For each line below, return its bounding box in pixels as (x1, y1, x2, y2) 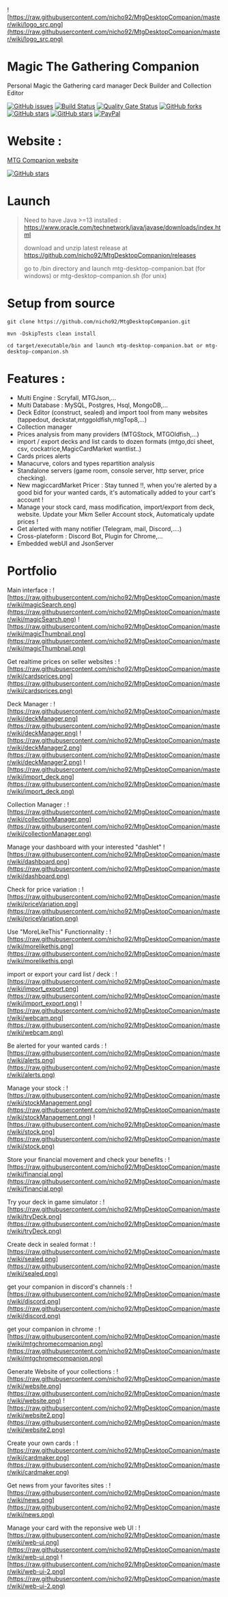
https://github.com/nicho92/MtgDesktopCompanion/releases (23, 251, 197, 259)
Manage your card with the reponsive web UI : (7, 1524, 137, 1532)
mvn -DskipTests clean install (7, 330, 96, 337)
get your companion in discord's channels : (7, 1283, 129, 1291)
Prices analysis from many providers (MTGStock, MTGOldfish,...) (16, 430, 199, 438)
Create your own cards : (7, 1439, 75, 1447)
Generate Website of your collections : (7, 1367, 115, 1376)
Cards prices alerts (16, 451, 71, 460)
